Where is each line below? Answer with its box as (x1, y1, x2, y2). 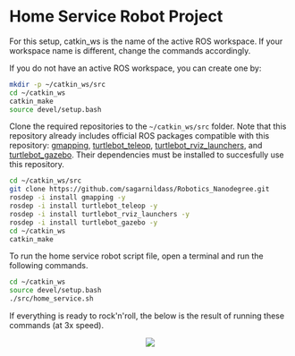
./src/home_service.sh (9, 294, 94, 303)
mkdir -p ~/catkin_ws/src (9, 80, 105, 89)
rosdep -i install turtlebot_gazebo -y (9, 217, 158, 227)
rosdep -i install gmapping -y (9, 193, 126, 202)
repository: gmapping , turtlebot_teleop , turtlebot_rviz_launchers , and (9, 140, 263, 151)
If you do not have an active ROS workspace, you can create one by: (9, 63, 262, 73)
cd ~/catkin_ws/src (9, 176, 82, 185)
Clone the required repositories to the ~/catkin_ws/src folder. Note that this (9, 121, 287, 131)
